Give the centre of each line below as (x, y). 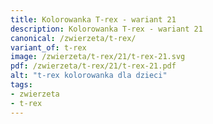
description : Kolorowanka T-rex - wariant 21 (106, 29)
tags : (21, 85)
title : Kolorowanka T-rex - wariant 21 (93, 19)
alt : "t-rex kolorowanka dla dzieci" (89, 76)
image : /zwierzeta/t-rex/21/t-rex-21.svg (98, 57)
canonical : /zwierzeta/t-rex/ (73, 38)
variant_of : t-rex (48, 47)
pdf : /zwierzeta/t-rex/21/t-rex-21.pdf (93, 66)
